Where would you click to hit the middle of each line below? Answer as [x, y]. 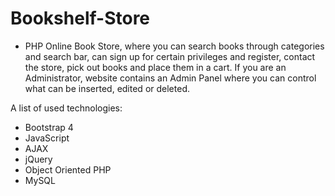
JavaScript [47, 138]
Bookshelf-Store [80, 18]
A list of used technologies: [66, 108]
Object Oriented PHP [68, 169]
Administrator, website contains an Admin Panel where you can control [170, 78]
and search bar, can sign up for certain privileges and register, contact [170, 56]
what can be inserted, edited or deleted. [107, 88]
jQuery [38, 159]
